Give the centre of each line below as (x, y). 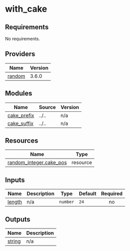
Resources (22, 141)
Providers (20, 54)
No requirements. (23, 39)
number (67, 202)
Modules (19, 94)
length (15, 202)
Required (112, 194)
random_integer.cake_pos (37, 163)
